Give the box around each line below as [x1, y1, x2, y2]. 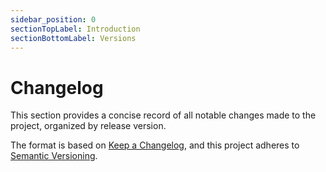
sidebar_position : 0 [10, 14, 97, 25]
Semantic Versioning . [10, 150, 98, 162]
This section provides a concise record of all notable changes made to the [10, 109, 317, 121]
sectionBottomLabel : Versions [10, 33, 137, 43]
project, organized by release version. [10, 120, 167, 132]
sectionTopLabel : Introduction [10, 24, 141, 34]
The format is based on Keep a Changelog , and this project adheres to [10, 139, 300, 151]
